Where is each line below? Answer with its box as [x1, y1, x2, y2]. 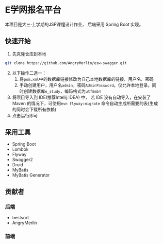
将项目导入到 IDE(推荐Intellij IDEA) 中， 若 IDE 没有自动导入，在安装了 [12, 94, 151, 100]
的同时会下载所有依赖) [12, 106, 57, 112]
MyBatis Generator [12, 172, 50, 178]
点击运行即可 [12, 112, 38, 118]
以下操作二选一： [12, 70, 47, 76]
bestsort [12, 215, 29, 221]
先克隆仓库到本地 [12, 51, 47, 56]
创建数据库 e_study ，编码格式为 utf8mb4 [23, 88, 101, 94]
